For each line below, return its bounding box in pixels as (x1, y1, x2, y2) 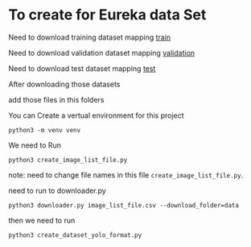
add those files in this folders (8, 94, 105, 104)
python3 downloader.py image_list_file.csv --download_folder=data (8, 201, 240, 209)
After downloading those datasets (8, 79, 121, 89)
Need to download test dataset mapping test (8, 63, 156, 73)
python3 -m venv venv (8, 126, 81, 134)
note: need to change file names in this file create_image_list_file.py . (8, 170, 244, 179)
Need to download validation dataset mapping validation (8, 48, 195, 57)
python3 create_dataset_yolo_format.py (8, 231, 142, 239)
